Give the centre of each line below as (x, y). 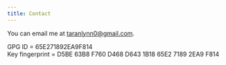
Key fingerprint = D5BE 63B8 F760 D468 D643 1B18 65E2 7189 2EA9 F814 (113, 54)
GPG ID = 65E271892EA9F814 (50, 46)
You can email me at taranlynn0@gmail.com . (71, 33)
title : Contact (29, 13)
